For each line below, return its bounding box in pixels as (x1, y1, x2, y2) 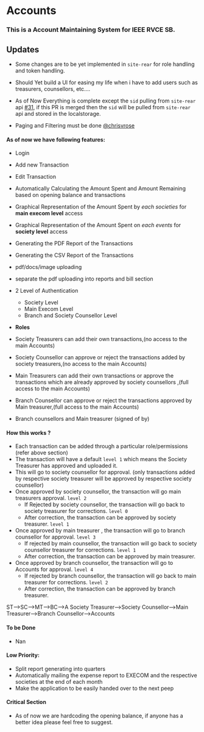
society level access (15, 228, 68, 235)
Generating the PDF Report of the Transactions (15, 240, 133, 247)
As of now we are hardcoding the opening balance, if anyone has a (15, 712, 184, 719)
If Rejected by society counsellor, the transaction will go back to (24, 501, 185, 508)
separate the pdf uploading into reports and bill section (15, 275, 153, 282)
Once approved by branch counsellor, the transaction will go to (15, 559, 174, 567)
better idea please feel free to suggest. (15, 718, 113, 726)
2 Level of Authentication (15, 287, 79, 295)
